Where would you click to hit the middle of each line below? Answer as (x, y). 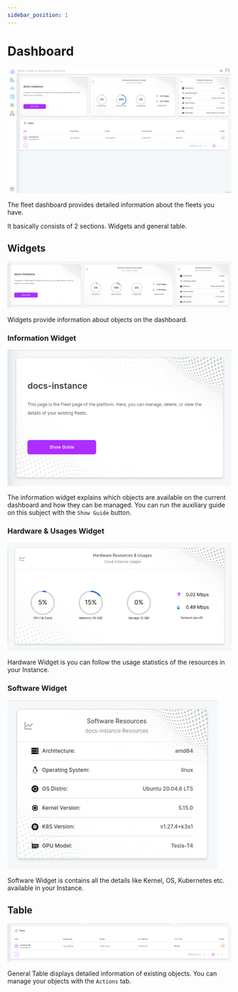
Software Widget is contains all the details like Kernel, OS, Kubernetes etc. (116, 880)
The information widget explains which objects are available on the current (117, 497)
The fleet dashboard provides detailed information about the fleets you (111, 205)
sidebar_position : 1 (38, 15)
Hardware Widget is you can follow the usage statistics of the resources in (116, 662)
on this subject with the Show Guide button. (70, 512)
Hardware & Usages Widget (56, 531)
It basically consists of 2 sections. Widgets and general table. (97, 226)
